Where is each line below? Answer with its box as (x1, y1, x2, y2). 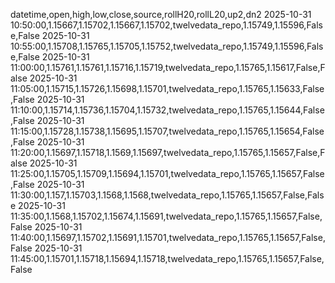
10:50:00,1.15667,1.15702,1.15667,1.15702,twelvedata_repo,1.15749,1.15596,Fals (10, 19, 323, 31)
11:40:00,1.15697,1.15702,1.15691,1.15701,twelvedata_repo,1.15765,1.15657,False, (10, 232, 326, 243)
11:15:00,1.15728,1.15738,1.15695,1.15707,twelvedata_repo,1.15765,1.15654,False (10, 125, 325, 137)
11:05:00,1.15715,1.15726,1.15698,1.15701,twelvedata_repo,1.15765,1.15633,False (10, 83, 325, 94)
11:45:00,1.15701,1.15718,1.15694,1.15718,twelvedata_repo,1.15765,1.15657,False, (10, 253, 325, 264)
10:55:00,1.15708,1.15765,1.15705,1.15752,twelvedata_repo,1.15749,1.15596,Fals (10, 40, 324, 52)
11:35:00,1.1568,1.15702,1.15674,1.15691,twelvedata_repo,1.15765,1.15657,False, (10, 210, 323, 222)
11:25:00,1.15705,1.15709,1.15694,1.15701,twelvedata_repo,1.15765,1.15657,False (10, 168, 325, 179)
